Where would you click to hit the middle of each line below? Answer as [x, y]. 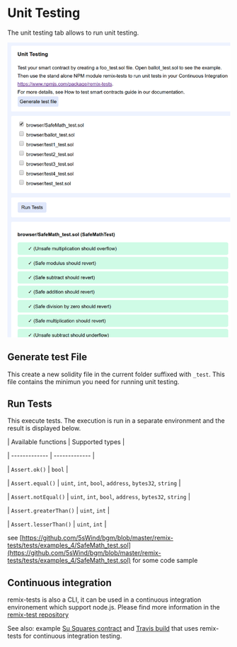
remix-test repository [38, 615]
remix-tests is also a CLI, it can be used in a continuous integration [104, 600]
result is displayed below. [44, 429]
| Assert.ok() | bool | [38, 470]
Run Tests [30, 403]
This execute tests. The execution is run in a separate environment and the [116, 421]
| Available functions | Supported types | [66, 442]
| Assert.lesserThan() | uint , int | [57, 524]
